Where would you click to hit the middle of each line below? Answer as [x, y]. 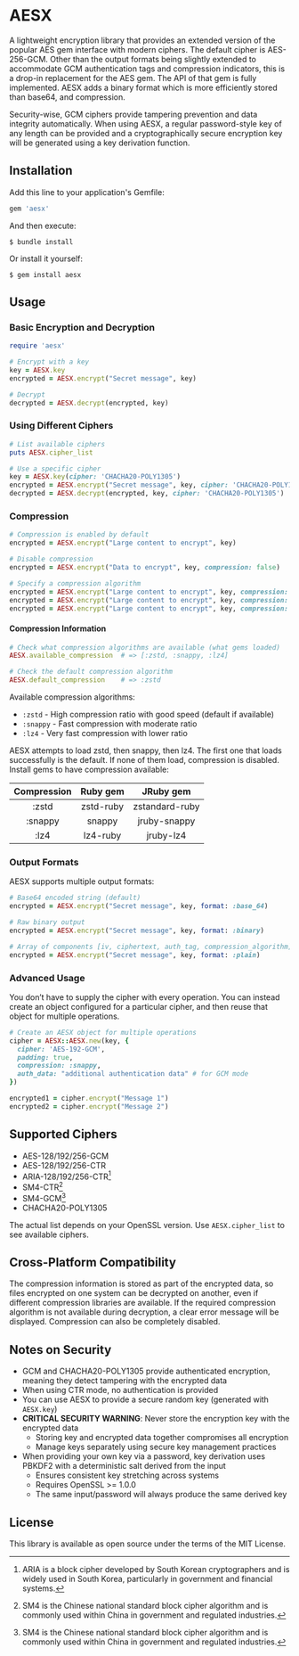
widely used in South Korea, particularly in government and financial [147, 1579]
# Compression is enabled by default [79, 535]
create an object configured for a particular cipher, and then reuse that [139, 1006]
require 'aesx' [37, 346]
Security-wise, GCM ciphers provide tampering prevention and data [133, 114]
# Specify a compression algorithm [75, 583]
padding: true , [45, 1057]
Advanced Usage [47, 978]
